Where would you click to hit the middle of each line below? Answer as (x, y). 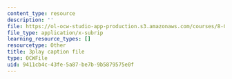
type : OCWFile (28, 58)
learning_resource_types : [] (49, 39)
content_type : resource (41, 13)
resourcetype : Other (37, 45)
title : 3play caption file (46, 52)
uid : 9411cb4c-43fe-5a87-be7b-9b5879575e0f (71, 65)
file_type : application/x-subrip (55, 33)
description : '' (30, 20)
